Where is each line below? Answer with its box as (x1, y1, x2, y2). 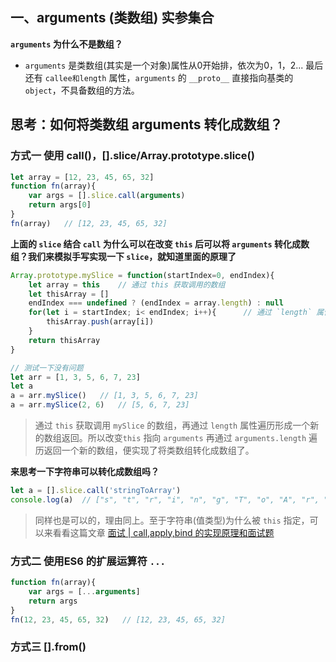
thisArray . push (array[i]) (46, 317, 155, 327)
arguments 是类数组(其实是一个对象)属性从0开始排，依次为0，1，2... (24, 59, 304, 71)
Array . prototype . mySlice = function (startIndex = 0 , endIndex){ (10, 270, 275, 280)
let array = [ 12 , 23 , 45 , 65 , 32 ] (10, 172, 155, 182)
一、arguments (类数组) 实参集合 (10, 9, 215, 27)
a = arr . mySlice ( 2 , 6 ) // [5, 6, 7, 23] (10, 400, 190, 410)
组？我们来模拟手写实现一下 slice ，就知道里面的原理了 (10, 250, 237, 262)
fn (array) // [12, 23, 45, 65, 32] (10, 218, 168, 228)
